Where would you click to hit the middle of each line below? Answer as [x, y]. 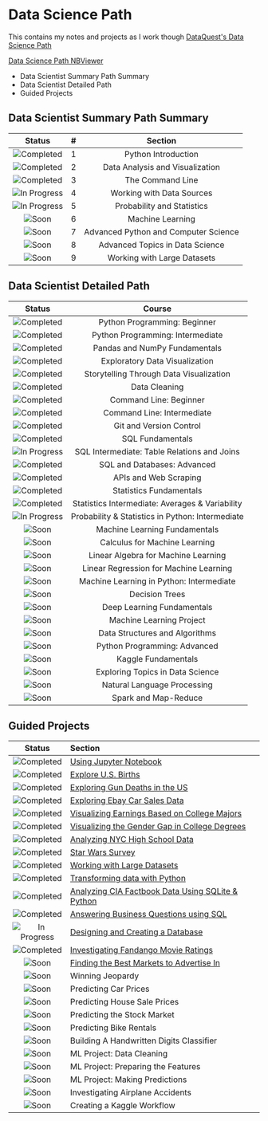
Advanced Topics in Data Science [162, 245]
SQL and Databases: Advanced [158, 464]
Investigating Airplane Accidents [131, 1092]
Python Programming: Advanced [157, 646]
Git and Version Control [157, 426]
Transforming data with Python [128, 879]
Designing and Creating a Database [137, 932]
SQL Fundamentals [157, 439]
